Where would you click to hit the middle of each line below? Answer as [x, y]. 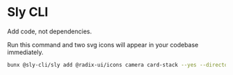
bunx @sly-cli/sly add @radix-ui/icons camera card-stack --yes [102, 65]
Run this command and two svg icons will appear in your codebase [103, 44]
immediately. [25, 52]
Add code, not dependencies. [50, 31]
